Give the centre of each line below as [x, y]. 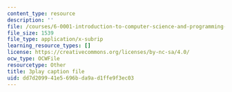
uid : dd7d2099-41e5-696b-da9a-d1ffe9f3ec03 [71, 78]
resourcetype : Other [37, 65]
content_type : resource [41, 13]
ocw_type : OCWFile [33, 59]
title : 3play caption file [46, 71]
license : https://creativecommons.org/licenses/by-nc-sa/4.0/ [98, 53]
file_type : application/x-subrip [55, 39]
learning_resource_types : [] [49, 46]
